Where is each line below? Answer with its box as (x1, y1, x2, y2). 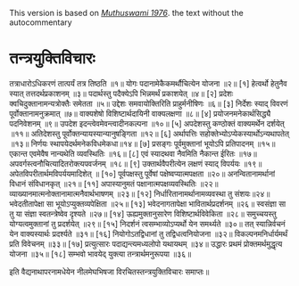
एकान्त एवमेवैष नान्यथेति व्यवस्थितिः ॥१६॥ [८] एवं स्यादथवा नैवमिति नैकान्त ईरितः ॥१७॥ (9, 148, 257, 159)
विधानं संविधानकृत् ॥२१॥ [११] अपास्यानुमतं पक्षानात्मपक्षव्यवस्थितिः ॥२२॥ (9, 178, 219, 189)
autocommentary (9, 17, 73, 28)
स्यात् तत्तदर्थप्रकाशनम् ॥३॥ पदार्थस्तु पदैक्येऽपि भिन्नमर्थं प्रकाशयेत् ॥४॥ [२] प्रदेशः (9, 88, 234, 99)
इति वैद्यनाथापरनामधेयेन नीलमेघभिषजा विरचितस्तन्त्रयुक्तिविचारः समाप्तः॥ (9, 266, 210, 277)
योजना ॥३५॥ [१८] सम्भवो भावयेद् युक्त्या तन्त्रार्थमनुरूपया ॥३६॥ (9, 249, 192, 259)
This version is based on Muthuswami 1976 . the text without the (9, 8, 244, 18)
